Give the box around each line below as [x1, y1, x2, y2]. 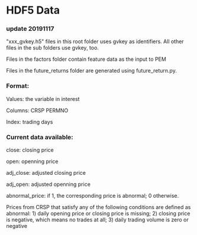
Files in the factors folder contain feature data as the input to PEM [6, 56, 167, 63]
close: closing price [6, 146, 54, 154]
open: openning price [6, 158, 59, 165]
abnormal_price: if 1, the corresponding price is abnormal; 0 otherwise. [6, 192, 179, 200]
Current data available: [6, 133, 74, 141]
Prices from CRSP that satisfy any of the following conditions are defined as [6, 204, 191, 211]
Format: [6, 82, 30, 90]
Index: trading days [6, 118, 53, 125]
